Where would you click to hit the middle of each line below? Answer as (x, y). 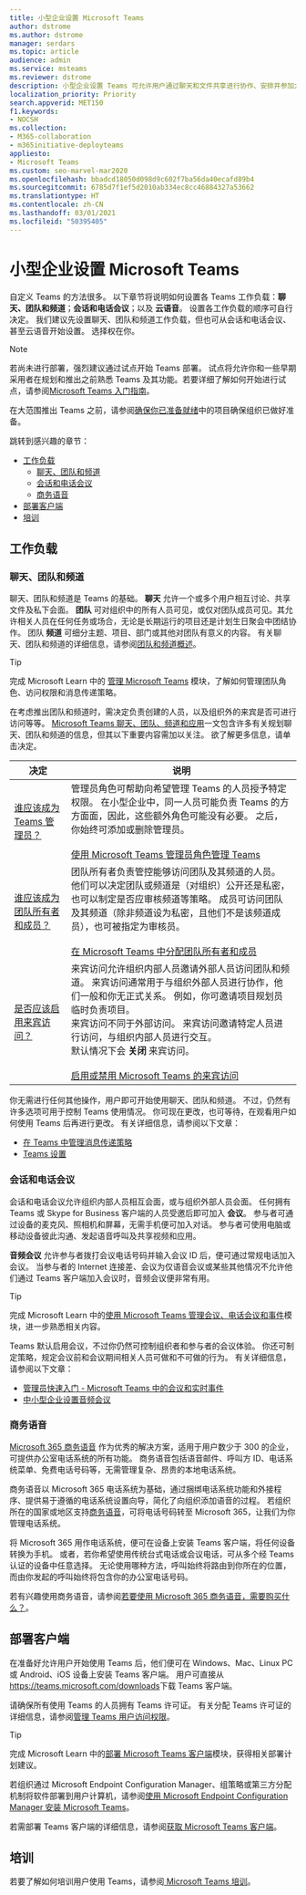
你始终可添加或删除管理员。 (130, 829)
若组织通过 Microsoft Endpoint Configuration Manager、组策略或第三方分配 (151, 1784)
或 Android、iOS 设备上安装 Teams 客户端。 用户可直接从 (117, 1674)
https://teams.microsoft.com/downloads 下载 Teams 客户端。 (123, 1685)
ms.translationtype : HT (55, 196)
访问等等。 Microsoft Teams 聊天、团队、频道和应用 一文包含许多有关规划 (147, 724)
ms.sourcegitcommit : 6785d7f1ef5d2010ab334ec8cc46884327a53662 (132, 188)
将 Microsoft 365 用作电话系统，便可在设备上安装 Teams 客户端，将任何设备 (153, 1542)
